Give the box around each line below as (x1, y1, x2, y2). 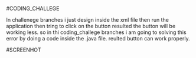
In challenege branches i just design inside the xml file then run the (6, 16, 169, 23)
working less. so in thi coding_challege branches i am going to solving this (6, 29, 187, 36)
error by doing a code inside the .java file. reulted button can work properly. (6, 35, 190, 42)
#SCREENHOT (6, 46, 41, 53)
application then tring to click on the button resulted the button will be (6, 23, 176, 29)
